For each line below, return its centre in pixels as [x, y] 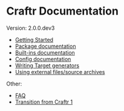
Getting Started [34, 39]
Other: [14, 84]
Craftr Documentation [63, 11]
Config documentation [43, 59]
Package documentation [45, 46]
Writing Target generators [47, 66]
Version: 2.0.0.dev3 [31, 28]
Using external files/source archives [60, 72]
